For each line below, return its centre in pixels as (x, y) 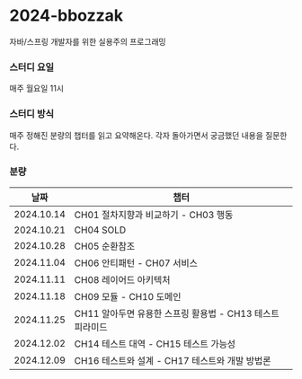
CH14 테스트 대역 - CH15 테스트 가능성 (155, 344)
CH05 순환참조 (105, 246)
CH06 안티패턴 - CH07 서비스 (136, 263)
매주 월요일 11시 (37, 88)
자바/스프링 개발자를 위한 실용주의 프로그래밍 (88, 41)
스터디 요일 (32, 66)
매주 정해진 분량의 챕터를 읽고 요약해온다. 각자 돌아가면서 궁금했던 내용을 (136, 135)
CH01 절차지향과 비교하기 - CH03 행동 (154, 215)
